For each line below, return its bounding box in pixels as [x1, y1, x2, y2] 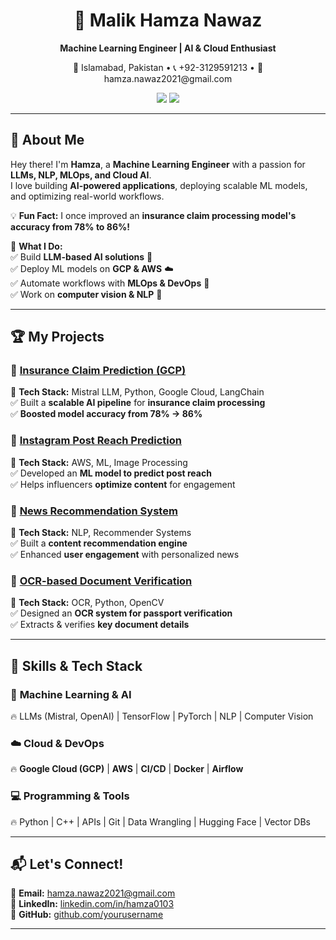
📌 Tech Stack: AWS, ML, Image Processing [10, 456, 188, 468]
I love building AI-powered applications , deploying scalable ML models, [10, 179, 308, 191]
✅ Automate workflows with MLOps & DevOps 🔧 [10, 277, 210, 289]
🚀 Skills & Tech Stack [10, 657, 143, 674]
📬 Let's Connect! [10, 856, 124, 873]
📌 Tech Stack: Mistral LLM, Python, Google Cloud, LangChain [10, 386, 265, 398]
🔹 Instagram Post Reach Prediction [10, 434, 182, 448]
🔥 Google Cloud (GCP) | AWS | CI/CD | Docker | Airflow [10, 763, 244, 775]
